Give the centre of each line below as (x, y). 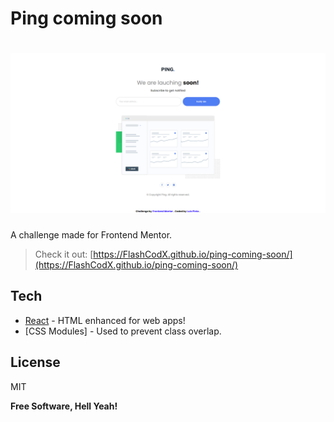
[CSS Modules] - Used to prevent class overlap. (123, 331)
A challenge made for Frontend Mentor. (91, 235)
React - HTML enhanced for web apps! (105, 320)
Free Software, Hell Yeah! (64, 406)
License (35, 362)
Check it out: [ (64, 254)
